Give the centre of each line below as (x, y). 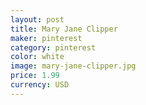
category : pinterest (53, 47)
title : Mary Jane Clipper (64, 29)
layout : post (37, 19)
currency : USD (40, 85)
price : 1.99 (35, 76)
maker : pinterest (46, 38)
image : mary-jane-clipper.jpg (73, 66)
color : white (37, 57)
